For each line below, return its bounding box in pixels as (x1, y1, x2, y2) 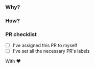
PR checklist (5, 30, 37, 38)
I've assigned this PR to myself (12, 42, 78, 49)
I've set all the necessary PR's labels (12, 48, 90, 54)
